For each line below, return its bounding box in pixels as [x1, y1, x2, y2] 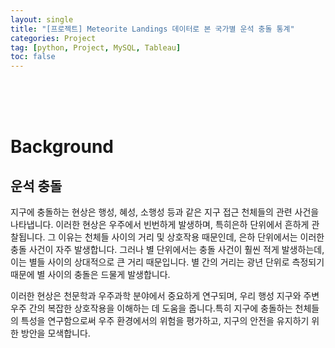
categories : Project [10, 33, 97, 43]
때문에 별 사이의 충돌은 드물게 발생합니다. [10, 269, 171, 281]
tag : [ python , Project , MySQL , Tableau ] [10, 42, 182, 53]
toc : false [10, 52, 56, 62]
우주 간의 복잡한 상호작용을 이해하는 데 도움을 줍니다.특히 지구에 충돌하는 [10, 302, 293, 315]
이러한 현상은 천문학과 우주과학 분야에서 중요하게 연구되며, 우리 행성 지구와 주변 [10, 290, 320, 302]
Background [10, 136, 114, 158]
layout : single [10, 14, 74, 25]
